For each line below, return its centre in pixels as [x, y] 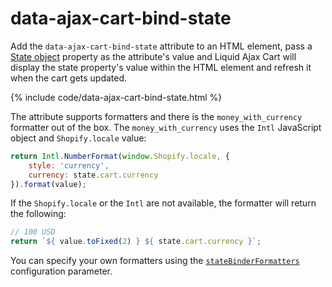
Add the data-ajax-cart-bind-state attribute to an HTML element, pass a [161, 46]
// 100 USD [33, 232]
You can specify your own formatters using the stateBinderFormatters [155, 261]
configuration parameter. [61, 271]
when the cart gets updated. [69, 78]
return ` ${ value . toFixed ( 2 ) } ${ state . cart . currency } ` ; [136, 242]
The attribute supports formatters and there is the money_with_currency [156, 116]
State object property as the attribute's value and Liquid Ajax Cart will [153, 56]
